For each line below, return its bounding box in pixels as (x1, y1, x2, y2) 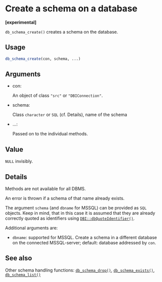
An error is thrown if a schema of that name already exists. (5, 196, 125, 201)
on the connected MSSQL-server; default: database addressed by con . (12, 240, 157, 246)
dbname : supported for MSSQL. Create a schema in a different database (12, 235, 157, 241)
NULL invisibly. (5, 159, 33, 164)
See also (5, 254, 32, 262)
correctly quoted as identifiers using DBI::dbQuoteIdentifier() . (5, 215, 135, 221)
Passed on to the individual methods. (12, 131, 88, 137)
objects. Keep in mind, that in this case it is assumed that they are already (5, 210, 156, 216)
